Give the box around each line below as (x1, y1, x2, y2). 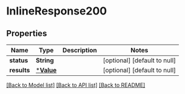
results (9, 66, 30, 74)
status (9, 56, 29, 64)
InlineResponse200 (6, 4, 107, 18)
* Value (35, 66, 57, 74)
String (35, 56, 55, 64)
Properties (6, 28, 47, 39)
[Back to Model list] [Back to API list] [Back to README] (6, 81, 146, 89)
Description (62, 46, 97, 54)
